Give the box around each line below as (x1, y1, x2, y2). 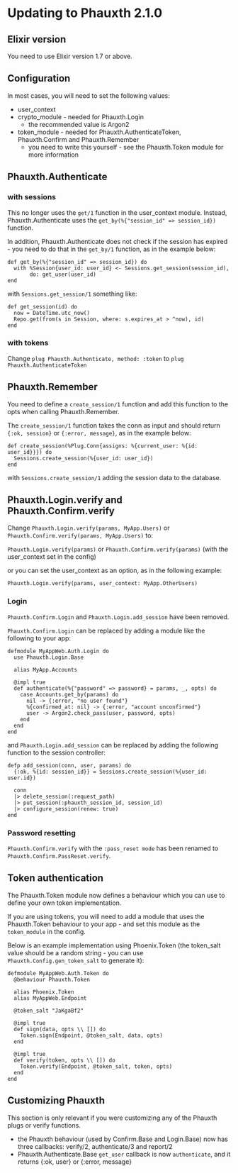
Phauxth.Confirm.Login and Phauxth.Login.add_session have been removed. (7, 612, 229, 621)
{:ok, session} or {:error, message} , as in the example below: (7, 428, 191, 437)
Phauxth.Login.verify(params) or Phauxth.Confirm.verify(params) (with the (7, 545, 229, 554)
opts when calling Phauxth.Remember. (7, 407, 120, 416)
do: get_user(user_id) (29, 271, 97, 278)
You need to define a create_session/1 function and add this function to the (7, 399, 229, 408)
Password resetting (7, 828, 76, 838)
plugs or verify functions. (7, 1121, 81, 1129)
